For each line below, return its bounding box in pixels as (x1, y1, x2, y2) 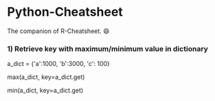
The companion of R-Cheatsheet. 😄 (7, 27, 110, 35)
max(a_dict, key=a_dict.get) (7, 73, 85, 81)
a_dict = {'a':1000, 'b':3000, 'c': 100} (7, 60, 110, 68)
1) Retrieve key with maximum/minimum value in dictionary (7, 44, 208, 54)
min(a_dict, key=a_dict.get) (7, 87, 84, 95)
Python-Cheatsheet (7, 4, 124, 20)
